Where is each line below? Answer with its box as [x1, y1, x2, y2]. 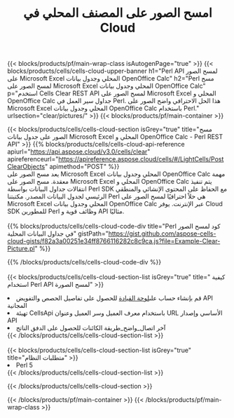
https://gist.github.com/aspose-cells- [108, 229, 216, 238]
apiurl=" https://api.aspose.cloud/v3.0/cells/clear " [7, 147, 151, 156]
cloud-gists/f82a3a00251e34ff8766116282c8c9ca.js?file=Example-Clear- [7, 237, 221, 245]
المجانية [7, 302, 28, 310]
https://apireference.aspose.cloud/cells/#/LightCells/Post [58, 155, 224, 163]
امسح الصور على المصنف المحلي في [23, 5, 212, 21]
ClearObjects [7, 163, 46, 171]
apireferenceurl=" [7, 155, 59, 163]
